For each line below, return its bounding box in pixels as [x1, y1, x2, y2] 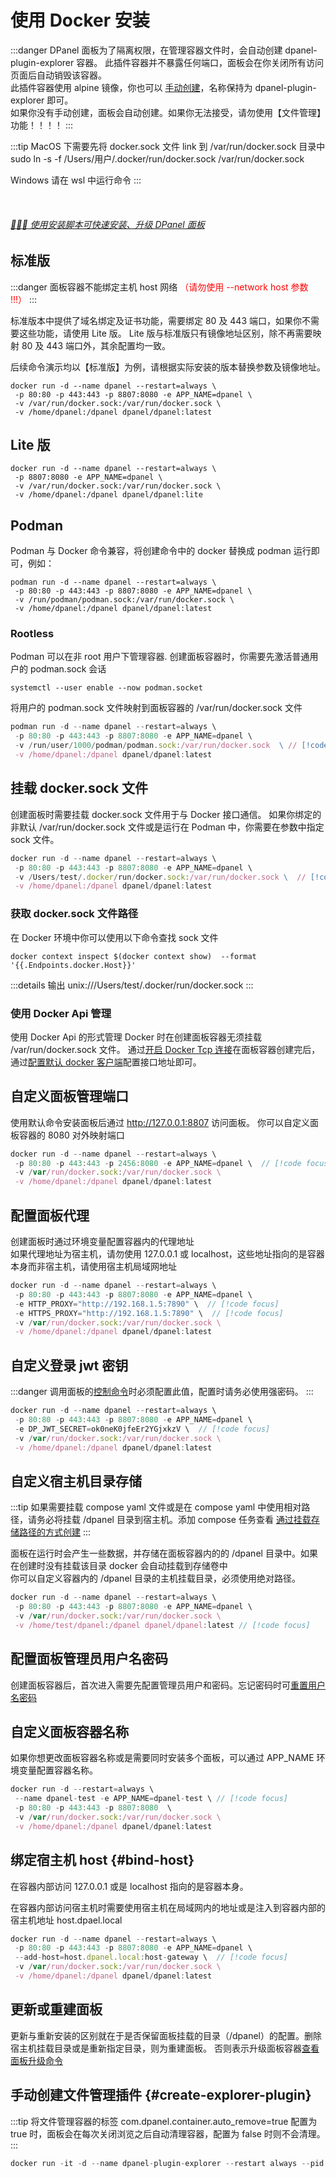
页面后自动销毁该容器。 [10, 69, 107, 81]
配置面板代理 [10, 1207, 90, 1224]
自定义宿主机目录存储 [10, 1472, 142, 1490]
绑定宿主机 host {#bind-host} [10, 1852, 195, 1869]
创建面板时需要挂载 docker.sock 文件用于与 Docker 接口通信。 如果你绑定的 [10, 808, 322, 820]
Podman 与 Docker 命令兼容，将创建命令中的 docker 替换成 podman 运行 [10, 545, 312, 557]
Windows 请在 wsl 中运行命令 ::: [10, 174, 142, 186]
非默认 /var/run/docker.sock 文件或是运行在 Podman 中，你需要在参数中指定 [10, 821, 325, 833]
